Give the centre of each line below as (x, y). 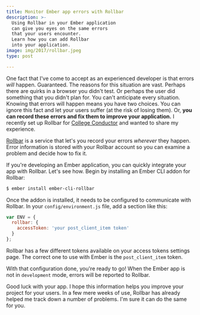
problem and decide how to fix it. (47, 153)
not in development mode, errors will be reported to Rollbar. (78, 274)
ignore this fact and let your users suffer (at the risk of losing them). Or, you (99, 110)
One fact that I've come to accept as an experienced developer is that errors (100, 78)
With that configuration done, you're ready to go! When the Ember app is (96, 268)
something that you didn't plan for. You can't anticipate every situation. (93, 97)
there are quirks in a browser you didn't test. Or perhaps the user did (91, 91)
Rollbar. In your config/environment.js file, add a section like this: (87, 206)
